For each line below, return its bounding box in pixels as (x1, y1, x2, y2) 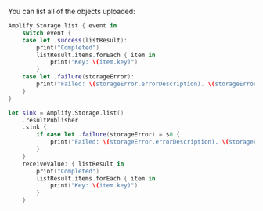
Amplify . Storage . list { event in (8, 22, 117, 30)
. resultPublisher (22, 116, 79, 124)
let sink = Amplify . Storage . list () (8, 109, 124, 117)
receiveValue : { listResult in (22, 160, 124, 168)
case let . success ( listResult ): (22, 36, 128, 44)
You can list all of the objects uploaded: (8, 7, 135, 16)
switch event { (22, 29, 72, 37)
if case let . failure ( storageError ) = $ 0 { (36, 131, 180, 139)
